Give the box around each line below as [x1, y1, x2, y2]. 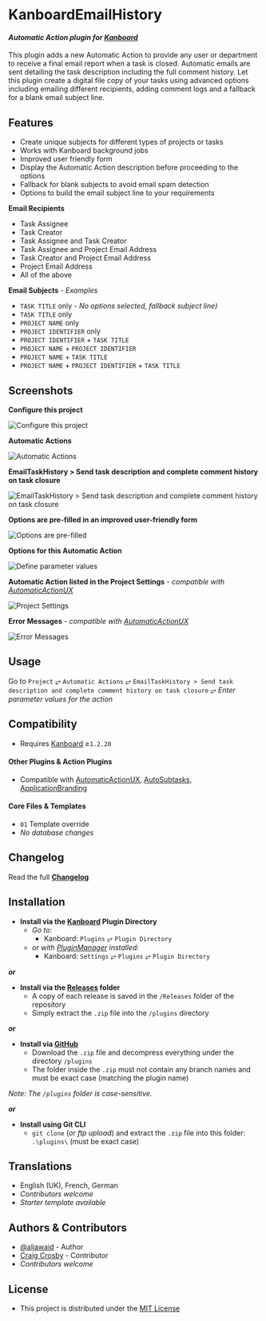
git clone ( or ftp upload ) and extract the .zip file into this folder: [31, 1127, 246, 1137]
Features [8, 116, 54, 130]
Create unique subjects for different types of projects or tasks [19, 138, 224, 147]
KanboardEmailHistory [8, 6, 162, 24]
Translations [8, 1159, 73, 1173]
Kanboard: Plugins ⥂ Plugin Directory [43, 933, 173, 943]
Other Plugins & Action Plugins [8, 757, 113, 767]
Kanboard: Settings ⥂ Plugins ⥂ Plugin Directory [43, 951, 210, 960]
